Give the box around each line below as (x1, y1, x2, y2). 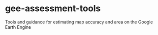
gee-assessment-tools (5, 3, 101, 14)
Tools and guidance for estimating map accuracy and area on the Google (5, 19, 153, 25)
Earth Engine (5, 24, 31, 30)
